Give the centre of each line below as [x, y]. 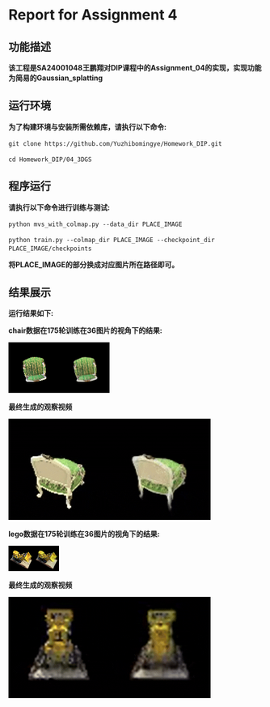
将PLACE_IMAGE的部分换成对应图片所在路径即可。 [94, 264]
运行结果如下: [31, 313]
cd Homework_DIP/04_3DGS [50, 160]
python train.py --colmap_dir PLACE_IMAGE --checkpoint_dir [112, 240]
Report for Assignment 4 [93, 15]
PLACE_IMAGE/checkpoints [50, 249]
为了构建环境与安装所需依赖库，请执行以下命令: [88, 126]
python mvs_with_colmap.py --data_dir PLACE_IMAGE [95, 224]
